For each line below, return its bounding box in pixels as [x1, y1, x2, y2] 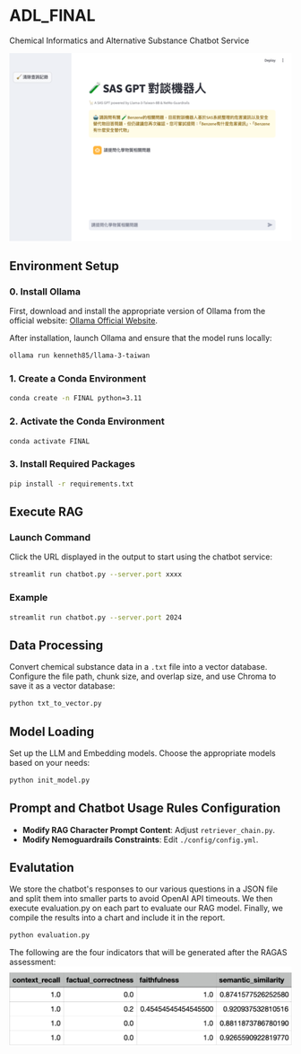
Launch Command [9, 531, 91, 544]
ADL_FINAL [9, 5, 96, 26]
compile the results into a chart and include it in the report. [9, 912, 226, 923]
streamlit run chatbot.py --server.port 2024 [9, 612, 182, 622]
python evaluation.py [9, 931, 90, 940]
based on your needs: [9, 757, 90, 768]
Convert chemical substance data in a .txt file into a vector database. [9, 662, 268, 672]
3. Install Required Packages [9, 458, 136, 470]
